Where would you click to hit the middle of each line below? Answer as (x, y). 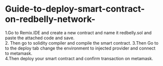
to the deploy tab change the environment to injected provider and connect (80, 48)
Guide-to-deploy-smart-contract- (75, 9)
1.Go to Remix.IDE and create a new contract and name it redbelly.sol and (78, 33)
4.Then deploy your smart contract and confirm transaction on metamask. (79, 58)
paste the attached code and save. (40, 38)
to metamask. (19, 53)
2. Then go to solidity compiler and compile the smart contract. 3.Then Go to (82, 43)
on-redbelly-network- (50, 19)
